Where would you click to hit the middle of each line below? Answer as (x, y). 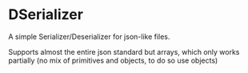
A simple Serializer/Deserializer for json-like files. (89, 36)
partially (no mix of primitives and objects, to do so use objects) (113, 60)
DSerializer (46, 15)
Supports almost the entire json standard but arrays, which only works (124, 52)
